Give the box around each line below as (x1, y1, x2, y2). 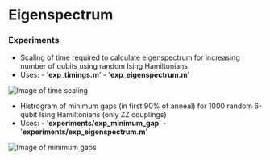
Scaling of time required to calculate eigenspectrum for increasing (19, 53, 240, 62)
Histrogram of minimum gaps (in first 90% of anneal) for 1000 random (19, 101, 253, 111)
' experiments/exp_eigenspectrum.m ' (19, 127, 147, 137)
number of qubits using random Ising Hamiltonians (19, 61, 188, 71)
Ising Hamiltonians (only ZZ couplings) (39, 110, 167, 120)
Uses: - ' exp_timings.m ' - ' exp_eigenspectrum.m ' (19, 70, 190, 80)
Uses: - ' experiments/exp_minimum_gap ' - (19, 119, 167, 128)
